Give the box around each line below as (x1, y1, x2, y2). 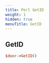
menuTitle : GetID (5, 21, 42, 27)
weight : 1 (5, 12, 26, 17)
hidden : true (5, 17, 33, 22)
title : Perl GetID (5, 7, 44, 13)
